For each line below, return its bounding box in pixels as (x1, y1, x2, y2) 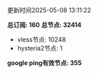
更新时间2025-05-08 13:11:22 (7, 6, 92, 14)
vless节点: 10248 (17, 35, 66, 44)
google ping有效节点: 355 (7, 59, 82, 67)
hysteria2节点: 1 (17, 44, 63, 52)
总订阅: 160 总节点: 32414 (7, 21, 82, 29)
